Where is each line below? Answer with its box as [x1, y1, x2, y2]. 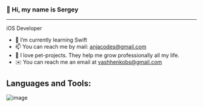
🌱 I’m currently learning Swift [14, 36, 88, 44]
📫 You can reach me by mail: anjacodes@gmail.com [14, 43, 147, 50]
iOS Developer [6, 25, 42, 32]
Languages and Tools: [6, 78, 92, 88]
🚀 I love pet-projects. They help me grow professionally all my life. [14, 52, 180, 59]
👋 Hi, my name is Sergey [6, 5, 79, 14]
